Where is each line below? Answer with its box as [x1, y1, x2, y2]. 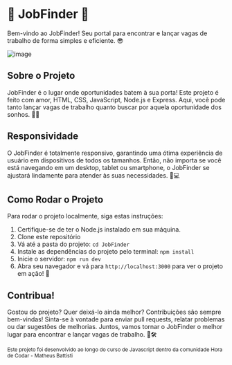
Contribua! [7, 290, 55, 301]
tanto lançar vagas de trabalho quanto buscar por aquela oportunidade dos [7, 103, 222, 111]
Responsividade [7, 131, 78, 142]
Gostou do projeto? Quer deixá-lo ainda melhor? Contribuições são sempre [7, 308, 222, 317]
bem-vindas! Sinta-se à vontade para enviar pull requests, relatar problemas [7, 315, 225, 324]
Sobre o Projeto [7, 70, 75, 82]
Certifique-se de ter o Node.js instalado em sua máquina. [17, 225, 181, 234]
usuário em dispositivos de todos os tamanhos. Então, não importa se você [7, 156, 222, 165]
